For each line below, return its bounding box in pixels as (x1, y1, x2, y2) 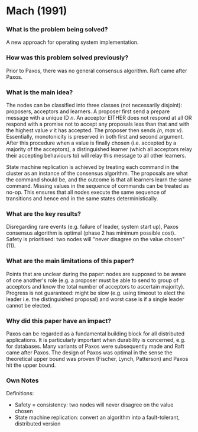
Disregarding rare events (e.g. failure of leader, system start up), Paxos (6, 223, 179, 231)
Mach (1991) (6, 4, 67, 18)
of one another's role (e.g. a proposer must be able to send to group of (6, 277, 179, 284)
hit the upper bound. (6, 361, 56, 369)
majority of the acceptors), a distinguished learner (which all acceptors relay (6, 146, 192, 153)
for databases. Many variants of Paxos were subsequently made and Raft (6, 343, 184, 350)
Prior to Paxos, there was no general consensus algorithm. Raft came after (6, 67, 187, 74)
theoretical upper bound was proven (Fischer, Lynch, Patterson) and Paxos (6, 355, 189, 362)
